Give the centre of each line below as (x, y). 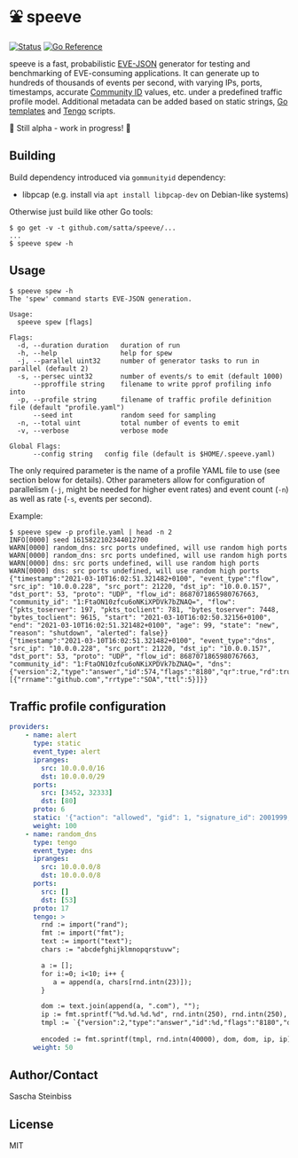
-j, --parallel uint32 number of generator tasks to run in (138, 361)
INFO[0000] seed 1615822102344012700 (79, 540)
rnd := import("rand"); (85, 925)
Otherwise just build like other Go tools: (81, 211)
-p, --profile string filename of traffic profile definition (145, 399)
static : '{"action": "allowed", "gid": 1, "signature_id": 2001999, (162, 818)
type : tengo (55, 842)
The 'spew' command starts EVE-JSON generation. (101, 299)
